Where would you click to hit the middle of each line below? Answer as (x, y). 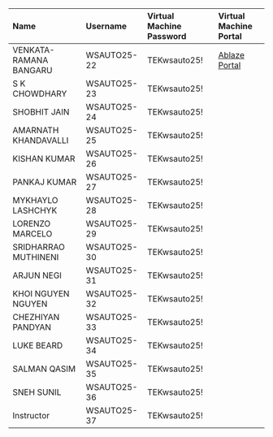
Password (167, 36)
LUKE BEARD (38, 346)
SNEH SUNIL (37, 392)
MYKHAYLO (35, 200)
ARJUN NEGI (37, 275)
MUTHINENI (36, 257)
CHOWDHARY (40, 94)
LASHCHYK (35, 210)
